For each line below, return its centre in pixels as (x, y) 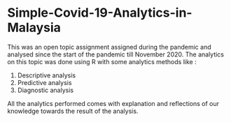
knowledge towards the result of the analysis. (73, 111)
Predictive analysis (44, 82)
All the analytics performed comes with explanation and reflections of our (113, 103)
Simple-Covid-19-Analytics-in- (100, 13)
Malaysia (34, 28)
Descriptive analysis (46, 75)
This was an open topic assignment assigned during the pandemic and (109, 47)
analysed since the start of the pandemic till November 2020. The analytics (116, 54)
